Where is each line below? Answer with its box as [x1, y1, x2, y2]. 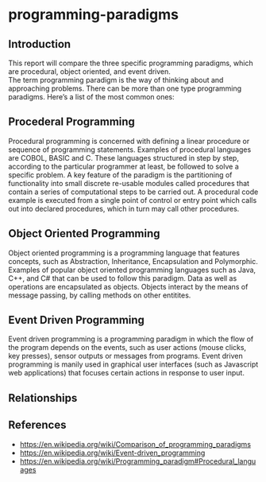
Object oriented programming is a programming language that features [8, 248, 241, 258]
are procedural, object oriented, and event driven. [8, 67, 171, 76]
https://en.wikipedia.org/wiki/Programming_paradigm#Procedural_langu [19, 456, 256, 466]
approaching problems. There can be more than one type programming [8, 84, 242, 93]
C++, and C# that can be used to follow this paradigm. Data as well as [8, 273, 237, 283]
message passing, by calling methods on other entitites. [8, 290, 191, 300]
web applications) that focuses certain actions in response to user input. [8, 368, 245, 378]
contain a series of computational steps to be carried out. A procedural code [8, 187, 259, 196]
